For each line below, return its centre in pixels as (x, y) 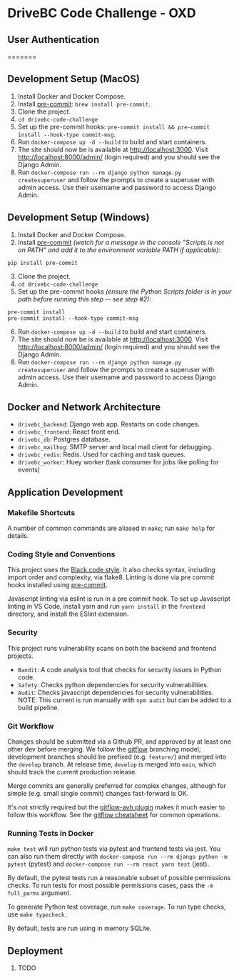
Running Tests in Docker (51, 833)
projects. (20, 656)
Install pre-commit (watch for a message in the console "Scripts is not (121, 242)
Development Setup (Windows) (78, 218)
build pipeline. (38, 707)
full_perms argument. (39, 893)
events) (29, 470)
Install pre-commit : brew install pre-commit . (84, 104)
